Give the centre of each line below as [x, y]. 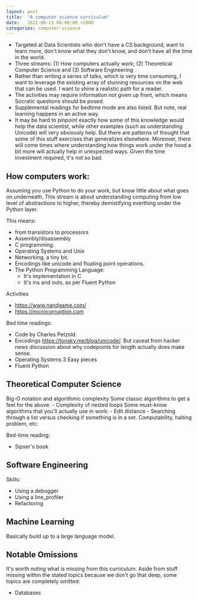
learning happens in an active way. [57, 114]
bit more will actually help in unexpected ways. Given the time [90, 152]
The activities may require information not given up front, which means [101, 95]
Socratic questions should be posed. [59, 102]
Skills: [13, 479]
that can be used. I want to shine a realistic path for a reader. [89, 89]
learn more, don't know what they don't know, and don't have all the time [103, 51]
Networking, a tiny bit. [42, 257]
